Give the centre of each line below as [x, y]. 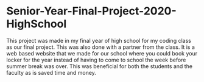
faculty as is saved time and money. [51, 72]
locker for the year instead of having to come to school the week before [96, 60]
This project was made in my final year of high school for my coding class [99, 40]
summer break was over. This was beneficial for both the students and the [100, 66]
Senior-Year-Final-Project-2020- [91, 11]
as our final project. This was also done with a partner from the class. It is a [100, 47]
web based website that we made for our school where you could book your [102, 53]
